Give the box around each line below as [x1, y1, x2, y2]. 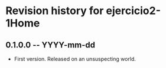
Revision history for [5, 4, 104, 18]
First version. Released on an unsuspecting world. [14, 56, 136, 62]
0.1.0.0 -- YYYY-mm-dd [5, 40, 96, 50]
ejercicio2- [106, 4, 161, 18]
